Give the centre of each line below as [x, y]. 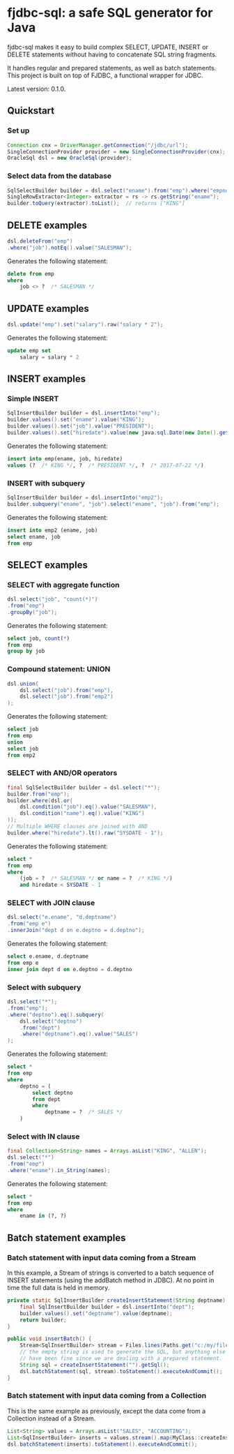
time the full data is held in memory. [58, 1288]
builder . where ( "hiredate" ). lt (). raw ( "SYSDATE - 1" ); [85, 833]
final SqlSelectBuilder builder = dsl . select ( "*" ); [84, 787]
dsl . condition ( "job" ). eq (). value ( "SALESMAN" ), [88, 807]
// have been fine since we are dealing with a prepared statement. [121, 1358]
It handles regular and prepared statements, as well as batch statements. [112, 68]
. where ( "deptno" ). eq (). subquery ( [56, 1014]
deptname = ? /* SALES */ [84, 1112]
